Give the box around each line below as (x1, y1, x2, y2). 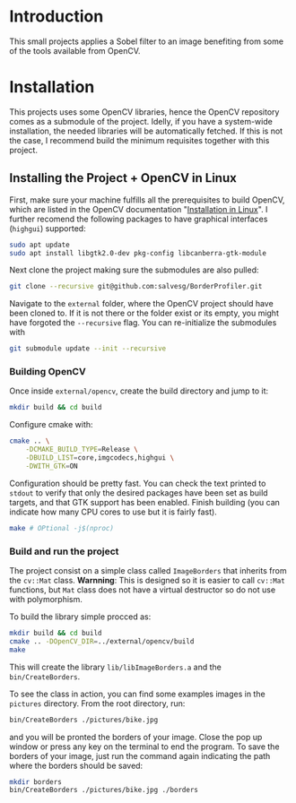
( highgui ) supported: (9, 222, 87, 234)
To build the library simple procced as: (9, 611, 152, 622)
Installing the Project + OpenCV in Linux (9, 170, 238, 186)
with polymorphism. (9, 594, 83, 605)
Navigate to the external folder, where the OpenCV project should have (9, 298, 274, 309)
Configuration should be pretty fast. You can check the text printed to (9, 478, 266, 488)
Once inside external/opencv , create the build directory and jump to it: (9, 385, 269, 396)
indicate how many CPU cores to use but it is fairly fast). (9, 506, 217, 517)
